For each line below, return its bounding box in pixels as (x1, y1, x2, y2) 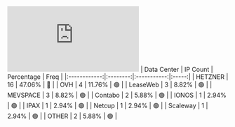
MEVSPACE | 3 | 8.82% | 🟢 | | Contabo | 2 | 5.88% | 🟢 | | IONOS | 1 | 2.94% (7, 91, 227, 99)
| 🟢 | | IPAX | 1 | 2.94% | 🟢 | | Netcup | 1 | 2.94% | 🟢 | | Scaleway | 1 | (7, 101, 208, 110)
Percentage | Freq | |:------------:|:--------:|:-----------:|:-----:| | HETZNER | (7, 73, 229, 81)
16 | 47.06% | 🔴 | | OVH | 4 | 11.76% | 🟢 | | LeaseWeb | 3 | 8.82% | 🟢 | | (7, 80, 213, 89)
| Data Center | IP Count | (140, 66, 213, 73)
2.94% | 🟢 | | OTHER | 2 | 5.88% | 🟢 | (7, 112, 118, 120)
